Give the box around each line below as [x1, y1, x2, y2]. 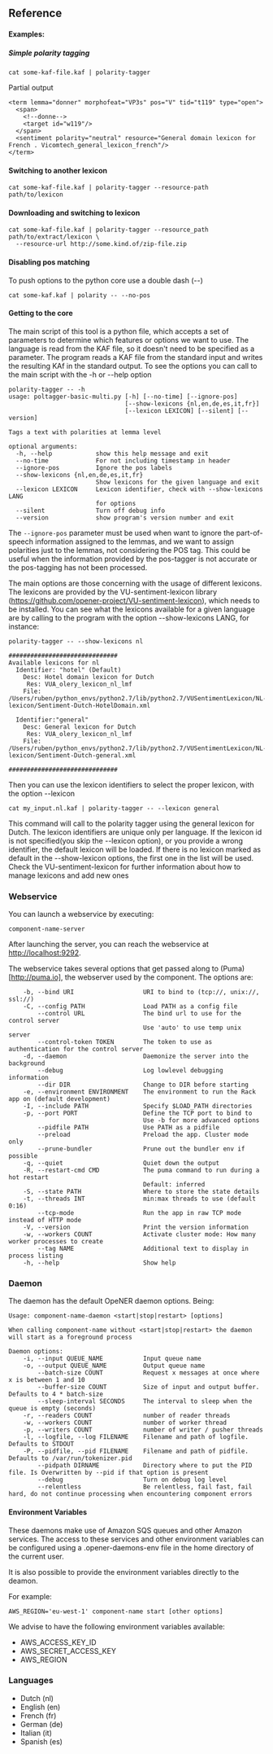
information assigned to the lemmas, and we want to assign [35, 537, 234, 546]
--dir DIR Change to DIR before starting [37, 1081, 249, 1090]
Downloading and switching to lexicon [8, 208, 141, 217]
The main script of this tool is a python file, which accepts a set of [8, 326, 229, 336]
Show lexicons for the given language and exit [95, 478, 260, 486]
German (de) [19, 1719, 63, 1729]
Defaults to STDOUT [8, 1440, 75, 1449]
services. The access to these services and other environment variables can [8, 1534, 264, 1544]
